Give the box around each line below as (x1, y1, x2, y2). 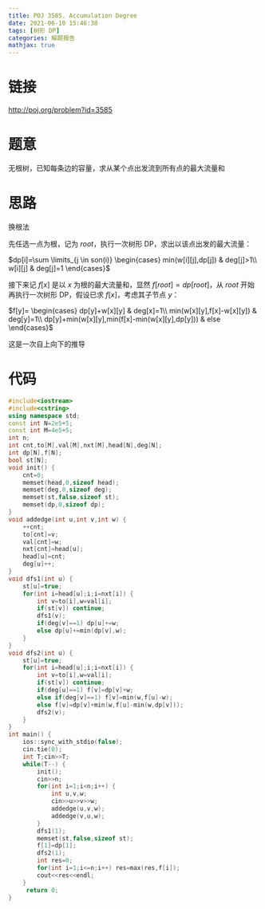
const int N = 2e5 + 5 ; (8, 419, 73, 427)
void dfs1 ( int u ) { (8, 575, 73, 583)
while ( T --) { (22, 760, 66, 768)
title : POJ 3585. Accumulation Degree (8, 11, 137, 20)
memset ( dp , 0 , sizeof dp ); (22, 501, 105, 509)
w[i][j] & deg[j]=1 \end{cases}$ (8, 263, 110, 273)
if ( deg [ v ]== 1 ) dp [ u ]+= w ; (37, 620, 120, 628)
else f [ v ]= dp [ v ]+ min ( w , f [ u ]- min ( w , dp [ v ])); (37, 701, 184, 709)
